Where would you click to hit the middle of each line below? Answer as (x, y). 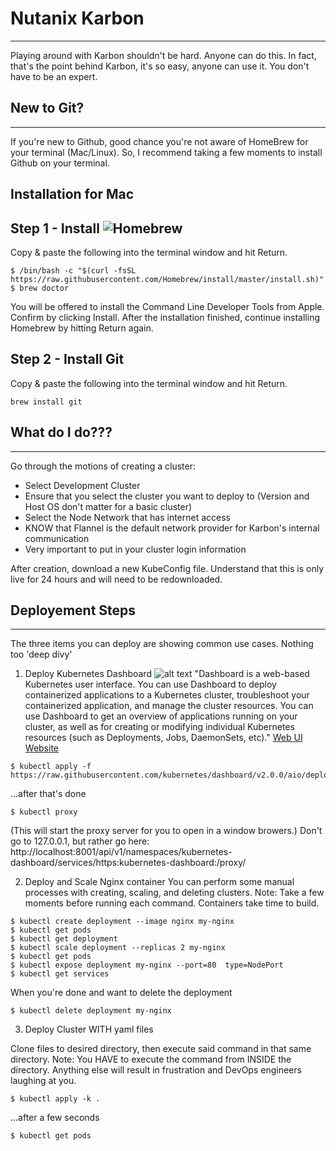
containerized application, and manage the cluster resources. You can (169, 706)
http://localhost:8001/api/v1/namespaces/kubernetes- (121, 852)
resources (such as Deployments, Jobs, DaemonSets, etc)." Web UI (163, 738)
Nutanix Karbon (77, 18)
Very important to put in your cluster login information (135, 549)
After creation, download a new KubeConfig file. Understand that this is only (167, 568)
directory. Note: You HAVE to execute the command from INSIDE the (151, 1059)
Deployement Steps (73, 610)
